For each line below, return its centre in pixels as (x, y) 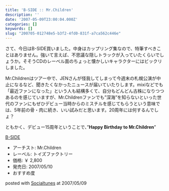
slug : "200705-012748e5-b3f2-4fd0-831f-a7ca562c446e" (63, 33)
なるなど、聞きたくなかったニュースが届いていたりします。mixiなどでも (89, 85)
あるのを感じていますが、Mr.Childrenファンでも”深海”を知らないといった (81, 97)
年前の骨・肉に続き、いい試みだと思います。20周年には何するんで (86, 110)
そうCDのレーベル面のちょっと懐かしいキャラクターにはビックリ (95, 61)
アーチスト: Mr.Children (37, 148)
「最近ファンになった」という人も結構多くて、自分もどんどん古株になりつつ (85, 91)
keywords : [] (19, 29)
